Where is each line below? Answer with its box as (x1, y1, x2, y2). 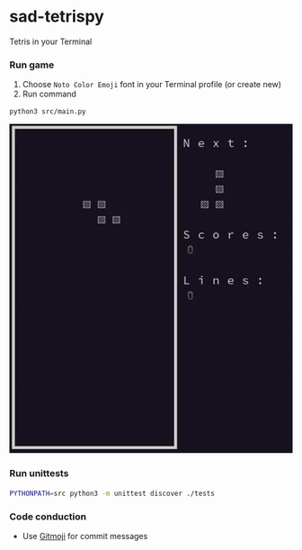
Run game (9, 59, 55, 71)
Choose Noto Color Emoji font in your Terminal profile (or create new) (22, 79, 281, 90)
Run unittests (9, 467, 69, 480)
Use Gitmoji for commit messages (22, 530, 148, 541)
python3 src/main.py (9, 107, 87, 116)
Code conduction (9, 510, 87, 523)
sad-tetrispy (9, 6, 105, 27)
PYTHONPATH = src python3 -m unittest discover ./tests (9, 489, 216, 498)
